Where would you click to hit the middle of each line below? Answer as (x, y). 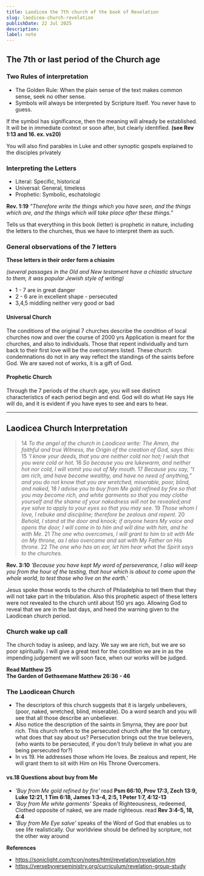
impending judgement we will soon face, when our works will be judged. (97, 657)
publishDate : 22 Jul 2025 (39, 23)
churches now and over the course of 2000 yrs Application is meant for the (100, 337)
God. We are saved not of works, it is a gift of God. (70, 363)
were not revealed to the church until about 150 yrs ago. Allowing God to (97, 603)
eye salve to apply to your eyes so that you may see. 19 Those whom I (109, 508)
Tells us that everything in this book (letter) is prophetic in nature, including (100, 225)
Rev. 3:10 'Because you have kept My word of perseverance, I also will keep (102, 565)
